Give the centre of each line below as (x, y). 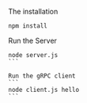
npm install (28, 26)
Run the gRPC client (42, 76)
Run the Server (33, 40)
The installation (33, 11)
